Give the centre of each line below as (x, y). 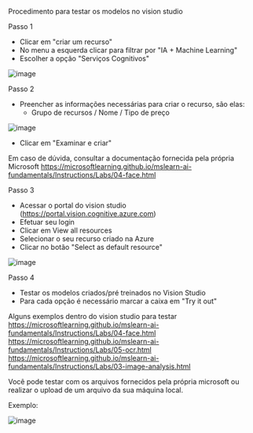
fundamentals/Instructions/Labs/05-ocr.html (80, 350)
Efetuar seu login (47, 222)
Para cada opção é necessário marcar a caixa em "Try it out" (118, 301)
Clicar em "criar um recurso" (66, 42)
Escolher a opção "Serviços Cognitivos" (84, 59)
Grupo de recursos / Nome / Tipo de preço (101, 112)
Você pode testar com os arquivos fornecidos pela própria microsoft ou (124, 382)
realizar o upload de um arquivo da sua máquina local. (95, 390)
